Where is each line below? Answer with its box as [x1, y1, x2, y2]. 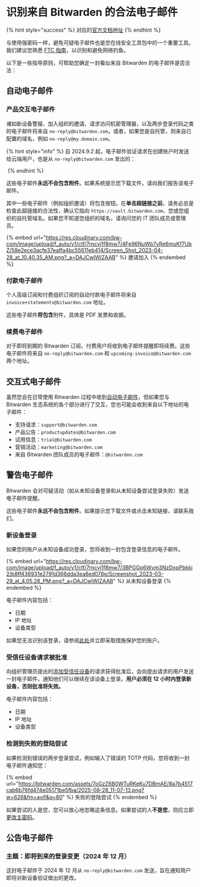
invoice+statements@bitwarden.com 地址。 [6, 298, 109, 305]
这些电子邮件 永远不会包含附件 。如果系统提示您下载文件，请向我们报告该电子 [6, 179, 194, 186]
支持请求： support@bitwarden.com [14, 421, 98, 428]
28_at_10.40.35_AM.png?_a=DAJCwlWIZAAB [6, 253, 116, 260]
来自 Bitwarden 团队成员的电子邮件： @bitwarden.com [14, 451, 143, 458]
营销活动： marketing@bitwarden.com [14, 443, 103, 451]
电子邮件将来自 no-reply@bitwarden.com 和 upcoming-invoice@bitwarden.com [6, 350, 192, 357]
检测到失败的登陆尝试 [6, 739, 67, 748]
